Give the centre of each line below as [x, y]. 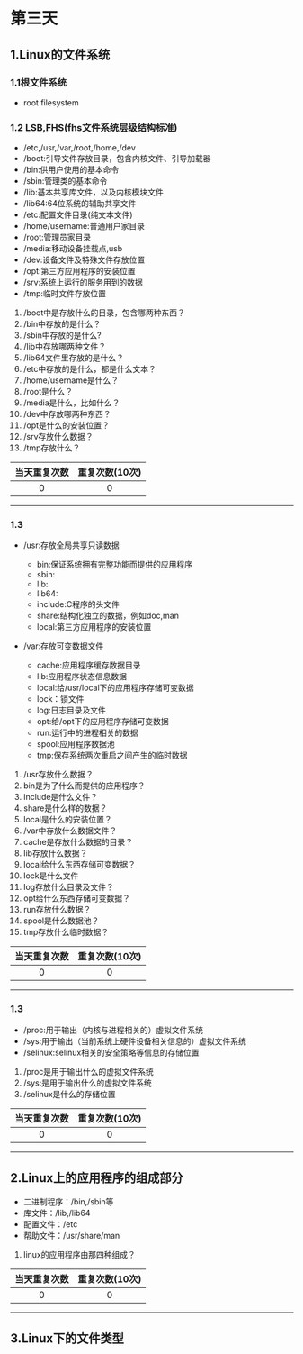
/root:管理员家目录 [57, 237]
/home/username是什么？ [71, 380]
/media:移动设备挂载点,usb [73, 249]
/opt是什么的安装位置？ [67, 425]
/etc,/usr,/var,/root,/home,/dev [79, 148]
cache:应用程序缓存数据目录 [89, 665]
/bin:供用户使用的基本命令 [71, 170]
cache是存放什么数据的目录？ [78, 842]
